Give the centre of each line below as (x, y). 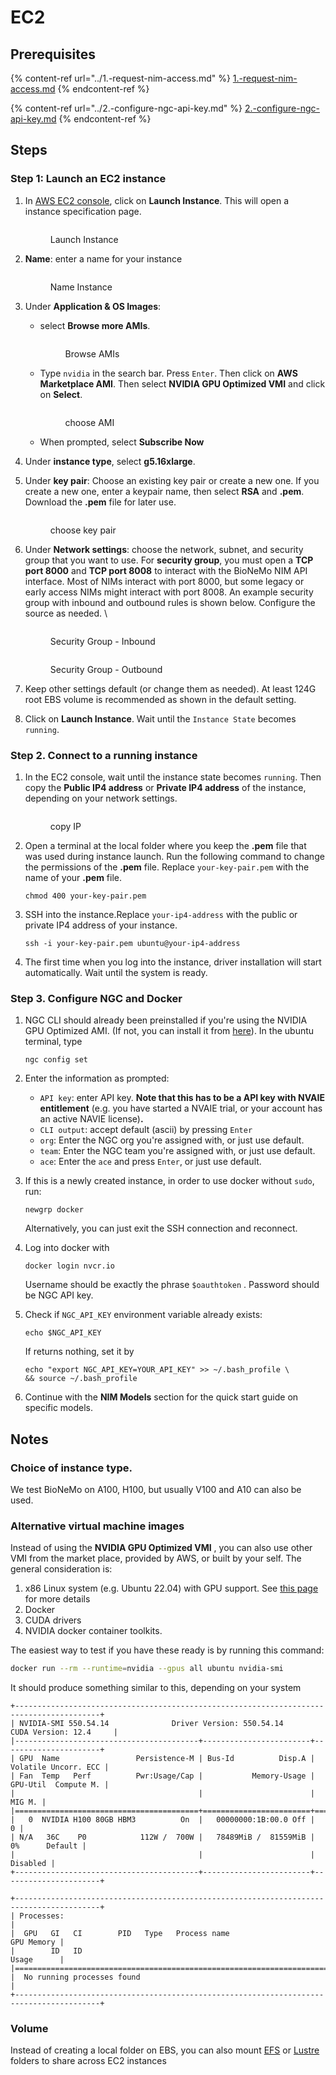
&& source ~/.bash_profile (81, 1379)
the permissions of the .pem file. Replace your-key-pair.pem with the (167, 867)
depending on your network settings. (101, 798)
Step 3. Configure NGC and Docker (96, 998)
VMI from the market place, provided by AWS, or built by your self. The (156, 1558)
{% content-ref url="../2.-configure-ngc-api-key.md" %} (126, 108)
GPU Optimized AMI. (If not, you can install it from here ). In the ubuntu (169, 1031)
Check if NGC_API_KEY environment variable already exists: (143, 1315)
